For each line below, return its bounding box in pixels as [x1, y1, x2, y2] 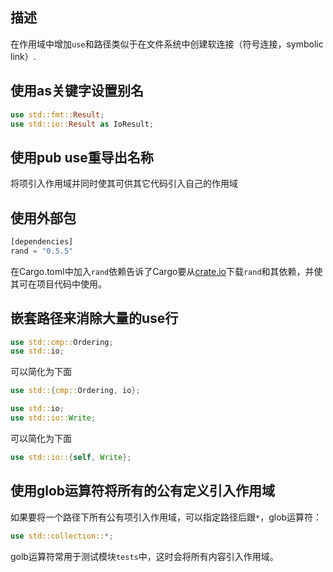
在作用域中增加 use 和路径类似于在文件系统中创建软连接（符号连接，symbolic [10, 38, 324, 50]
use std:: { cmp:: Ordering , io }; [10, 386, 141, 396]
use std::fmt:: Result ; [10, 109, 105, 120]
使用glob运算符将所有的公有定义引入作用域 [10, 483, 276, 500]
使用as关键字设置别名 [10, 83, 144, 100]
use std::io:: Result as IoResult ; [10, 119, 155, 129]
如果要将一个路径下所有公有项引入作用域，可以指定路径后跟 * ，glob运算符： [10, 511, 323, 523]
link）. [10, 50, 37, 62]
